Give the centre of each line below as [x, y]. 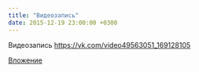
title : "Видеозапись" [44, 15]
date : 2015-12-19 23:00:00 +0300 [63, 23]
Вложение [26, 60]
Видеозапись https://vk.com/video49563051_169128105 [99, 45]
